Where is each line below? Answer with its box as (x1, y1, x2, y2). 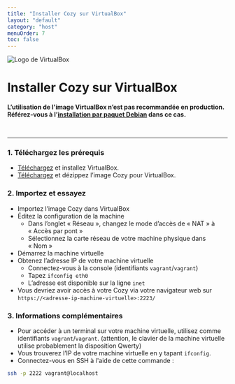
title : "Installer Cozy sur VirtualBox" (7, 10, 127, 17)
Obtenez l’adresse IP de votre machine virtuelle (17, 256, 154, 265)
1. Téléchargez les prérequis (7, 147, 105, 157)
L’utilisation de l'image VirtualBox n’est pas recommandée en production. (7, 103, 225, 112)
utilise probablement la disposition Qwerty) (17, 341, 142, 350)
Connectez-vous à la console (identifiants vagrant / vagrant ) (27, 263, 199, 272)
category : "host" (7, 23, 58, 30)
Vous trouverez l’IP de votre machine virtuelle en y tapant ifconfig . (17, 348, 211, 357)
